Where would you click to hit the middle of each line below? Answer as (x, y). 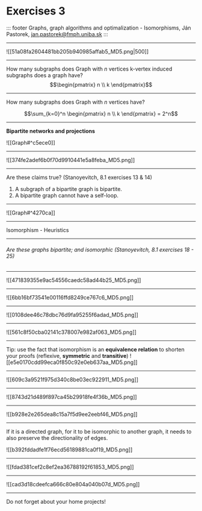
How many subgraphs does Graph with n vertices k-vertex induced (89, 69)
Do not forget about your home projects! (56, 502)
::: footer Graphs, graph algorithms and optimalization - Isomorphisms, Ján (99, 28)
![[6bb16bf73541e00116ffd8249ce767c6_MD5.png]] (70, 298)
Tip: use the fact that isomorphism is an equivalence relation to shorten (96, 350)
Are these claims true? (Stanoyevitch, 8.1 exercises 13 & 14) (79, 177)
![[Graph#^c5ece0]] (31, 142)
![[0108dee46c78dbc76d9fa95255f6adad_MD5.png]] (72, 315)
